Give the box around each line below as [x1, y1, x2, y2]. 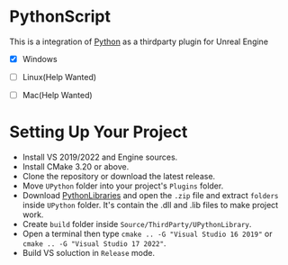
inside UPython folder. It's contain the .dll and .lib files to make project [22, 200, 279, 211]
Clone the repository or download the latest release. [22, 171, 216, 182]
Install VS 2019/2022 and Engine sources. [22, 151, 178, 163]
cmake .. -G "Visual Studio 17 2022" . [22, 238, 166, 249]
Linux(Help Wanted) [22, 72, 97, 82]
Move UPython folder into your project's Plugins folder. [22, 180, 224, 191]
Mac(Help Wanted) [22, 90, 93, 101]
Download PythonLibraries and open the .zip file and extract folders [22, 190, 279, 201]
